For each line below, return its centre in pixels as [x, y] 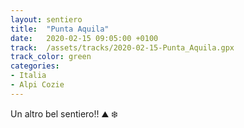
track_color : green [51, 57]
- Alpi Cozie [37, 85]
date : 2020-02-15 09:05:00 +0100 [84, 38]
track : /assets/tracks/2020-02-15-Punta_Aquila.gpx [122, 47]
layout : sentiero [46, 19]
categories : [35, 66]
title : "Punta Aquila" [60, 29]
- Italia [28, 76]
